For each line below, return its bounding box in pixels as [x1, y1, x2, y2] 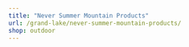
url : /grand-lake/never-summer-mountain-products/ [8, 19, 182, 27]
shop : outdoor [8, 26, 56, 34]
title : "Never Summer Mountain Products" [8, 11, 150, 20]
